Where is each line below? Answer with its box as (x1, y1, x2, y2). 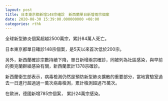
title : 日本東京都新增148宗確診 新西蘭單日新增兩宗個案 (5, 12, 110, 17)
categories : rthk (5, 21, 41, 26)
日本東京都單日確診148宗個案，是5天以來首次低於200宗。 (5, 46, 124, 52)
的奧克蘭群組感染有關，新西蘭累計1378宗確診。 (5, 63, 102, 69)
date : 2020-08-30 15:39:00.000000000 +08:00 (5, 16, 99, 21)
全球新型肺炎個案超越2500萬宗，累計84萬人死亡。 (5, 35, 109, 41)
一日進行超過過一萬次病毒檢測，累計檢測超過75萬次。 (9, 80, 120, 86)
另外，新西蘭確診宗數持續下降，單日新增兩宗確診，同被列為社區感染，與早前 (5, 57, 163, 63)
